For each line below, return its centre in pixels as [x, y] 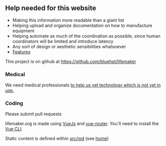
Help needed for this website [51, 8]
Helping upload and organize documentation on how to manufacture [82, 25]
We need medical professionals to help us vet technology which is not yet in [83, 85]
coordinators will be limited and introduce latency [63, 41]
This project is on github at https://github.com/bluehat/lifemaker [71, 61]
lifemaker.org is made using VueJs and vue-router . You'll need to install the [82, 124]
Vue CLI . [14, 129]
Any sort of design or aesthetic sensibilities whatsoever [69, 46]
